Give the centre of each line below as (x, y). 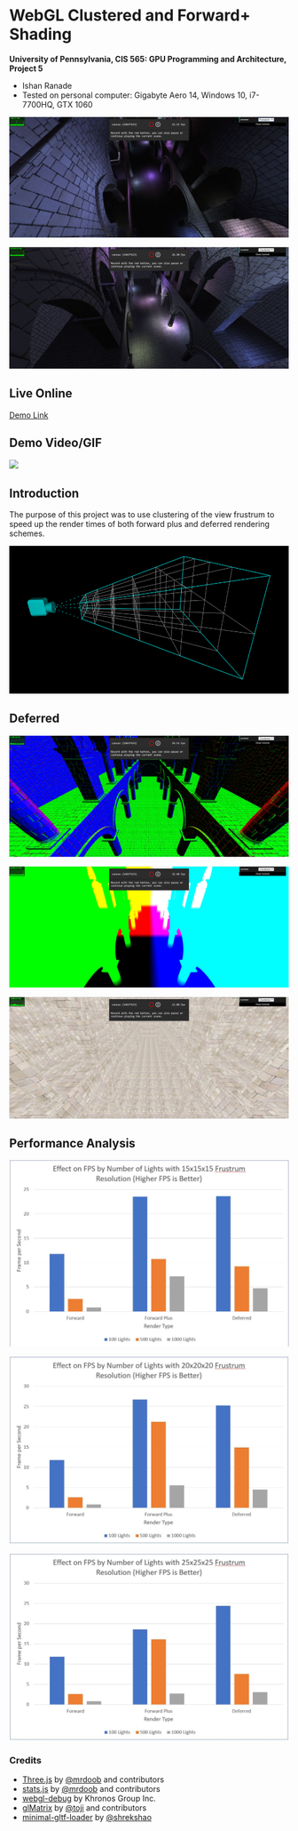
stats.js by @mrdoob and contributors (91, 1789)
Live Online (41, 393)
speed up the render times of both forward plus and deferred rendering (140, 524)
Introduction (44, 494)
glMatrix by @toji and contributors (84, 1808)
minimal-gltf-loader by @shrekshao (87, 1818)
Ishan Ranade (47, 85)
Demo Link (29, 415)
